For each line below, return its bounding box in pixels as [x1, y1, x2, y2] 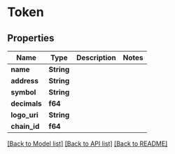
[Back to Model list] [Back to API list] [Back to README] [7, 139, 168, 148]
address [10, 76, 39, 85]
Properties [7, 32, 55, 44]
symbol [10, 87, 36, 97]
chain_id [10, 122, 40, 131]
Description [76, 53, 117, 62]
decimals [10, 99, 42, 108]
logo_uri [10, 110, 38, 120]
